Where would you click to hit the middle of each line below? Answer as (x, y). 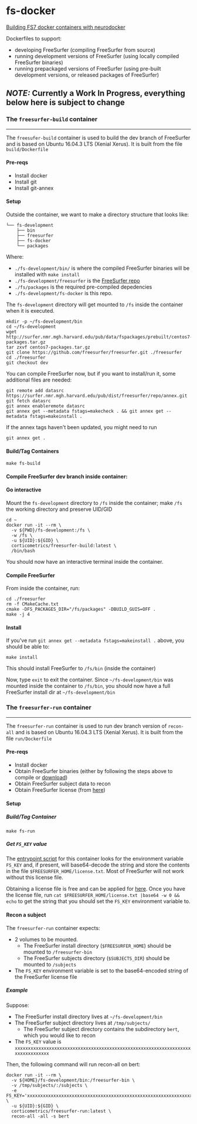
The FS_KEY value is (38, 1041)
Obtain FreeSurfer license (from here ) (60, 790)
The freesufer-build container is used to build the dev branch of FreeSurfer (98, 138)
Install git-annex (34, 188)
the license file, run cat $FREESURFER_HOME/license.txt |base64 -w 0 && (93, 895)
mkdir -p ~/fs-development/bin (44, 322)
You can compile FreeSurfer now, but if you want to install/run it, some (91, 374)
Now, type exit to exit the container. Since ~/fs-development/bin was (90, 680)
